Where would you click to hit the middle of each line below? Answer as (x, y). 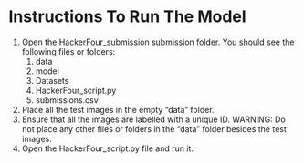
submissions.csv (67, 100)
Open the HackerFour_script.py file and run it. (107, 148)
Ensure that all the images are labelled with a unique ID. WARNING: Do (154, 119)
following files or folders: (68, 51)
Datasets (52, 80)
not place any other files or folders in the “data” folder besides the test (154, 128)
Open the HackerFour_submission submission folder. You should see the (158, 42)
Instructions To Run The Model (128, 17)
